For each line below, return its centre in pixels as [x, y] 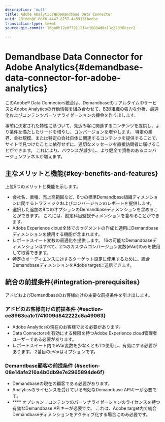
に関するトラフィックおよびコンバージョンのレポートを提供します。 [85, 203]
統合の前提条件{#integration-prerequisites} [73, 282]
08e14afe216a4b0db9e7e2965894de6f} [55, 372]
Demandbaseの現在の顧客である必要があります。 [62, 383]
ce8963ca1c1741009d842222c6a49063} [55, 316]
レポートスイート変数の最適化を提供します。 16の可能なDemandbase [82, 240]
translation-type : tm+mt [31, 23]
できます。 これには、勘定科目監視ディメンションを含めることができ [90, 215]
